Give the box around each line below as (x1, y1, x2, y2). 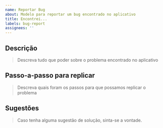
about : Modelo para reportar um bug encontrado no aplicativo (5, 12, 136, 17)
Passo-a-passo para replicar (5, 71, 95, 80)
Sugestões (5, 104, 39, 113)
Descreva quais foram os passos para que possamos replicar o (17, 85, 146, 90)
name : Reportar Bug (5, 7, 45, 12)
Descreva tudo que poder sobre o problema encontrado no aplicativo (17, 57, 159, 63)
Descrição (5, 44, 38, 52)
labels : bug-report (5, 21, 45, 26)
